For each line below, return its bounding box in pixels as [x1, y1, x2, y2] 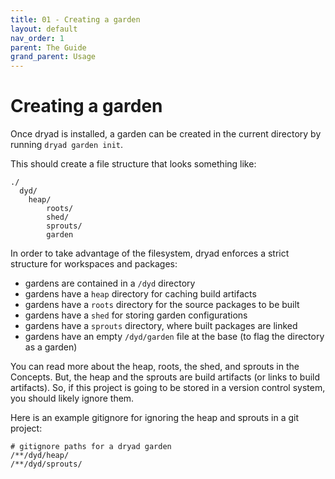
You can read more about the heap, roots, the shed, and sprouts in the [10, 361, 300, 373]
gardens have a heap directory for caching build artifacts [24, 288, 257, 300]
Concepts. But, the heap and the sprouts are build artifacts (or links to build [10, 371, 321, 383]
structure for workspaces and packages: [10, 258, 178, 270]
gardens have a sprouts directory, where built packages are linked [24, 320, 298, 332]
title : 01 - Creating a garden [10, 14, 141, 25]
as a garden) [24, 341, 78, 353]
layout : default [10, 24, 78, 34]
